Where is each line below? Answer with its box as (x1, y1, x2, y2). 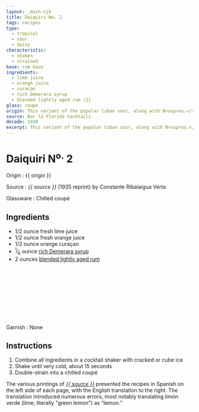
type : (6, 25, 20, 31)
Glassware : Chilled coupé (6, 195, 70, 202)
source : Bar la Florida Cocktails (6, 113, 92, 119)
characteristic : (6, 47, 46, 53)
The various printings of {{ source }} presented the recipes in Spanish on (6, 381, 184, 388)
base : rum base (6, 63, 44, 70)
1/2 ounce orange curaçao (14, 241, 79, 248)
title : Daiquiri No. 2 (6, 14, 62, 20)
